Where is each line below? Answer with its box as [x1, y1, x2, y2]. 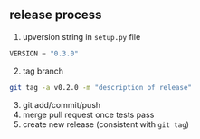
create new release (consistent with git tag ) [22, 118, 190, 130]
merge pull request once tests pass [22, 109, 155, 120]
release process [9, 7, 102, 23]
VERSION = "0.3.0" [9, 49, 79, 58]
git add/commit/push [22, 99, 101, 110]
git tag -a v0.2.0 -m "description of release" [9, 83, 193, 92]
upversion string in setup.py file [22, 31, 141, 42]
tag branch [22, 65, 64, 76]
